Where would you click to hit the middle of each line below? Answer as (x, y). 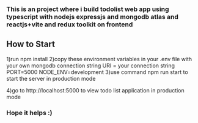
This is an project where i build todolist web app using (88, 9)
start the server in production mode (51, 78)
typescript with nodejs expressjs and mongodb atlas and (92, 17)
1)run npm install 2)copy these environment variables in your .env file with (99, 59)
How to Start (31, 44)
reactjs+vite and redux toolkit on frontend (70, 24)
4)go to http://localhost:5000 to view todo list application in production (95, 90)
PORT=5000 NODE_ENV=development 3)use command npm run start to (97, 72)
